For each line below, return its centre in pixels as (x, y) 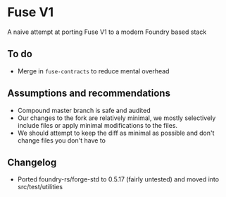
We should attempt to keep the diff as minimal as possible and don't (116, 133)
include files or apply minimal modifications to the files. (98, 125)
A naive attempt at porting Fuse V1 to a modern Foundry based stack (107, 32)
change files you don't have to (61, 140)
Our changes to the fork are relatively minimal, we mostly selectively (117, 118)
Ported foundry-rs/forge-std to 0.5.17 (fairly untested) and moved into (118, 179)
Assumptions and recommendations (89, 94)
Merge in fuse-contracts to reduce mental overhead (93, 71)
